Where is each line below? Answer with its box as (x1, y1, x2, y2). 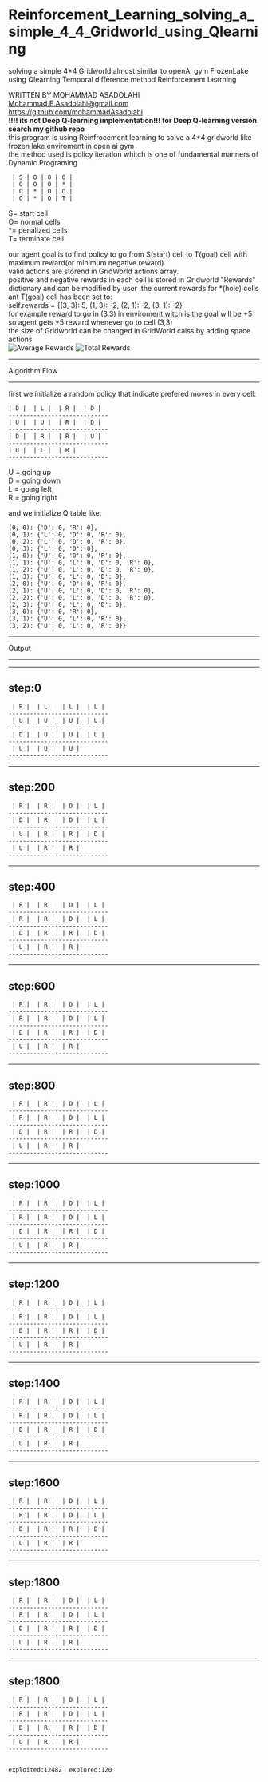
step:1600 (8, 1476, 61, 1489)
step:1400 (8, 1377, 61, 1390)
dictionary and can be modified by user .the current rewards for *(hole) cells (8, 283, 259, 293)
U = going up (8, 467, 52, 476)
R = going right (8, 492, 57, 502)
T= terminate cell (8, 233, 65, 243)
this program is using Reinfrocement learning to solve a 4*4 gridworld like (8, 132, 253, 142)
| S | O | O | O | (11, 173, 73, 181)
